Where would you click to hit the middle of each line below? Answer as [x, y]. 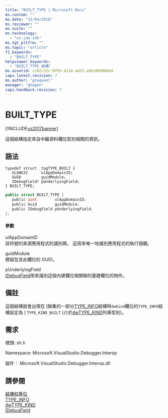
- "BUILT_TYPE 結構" [30, 66]
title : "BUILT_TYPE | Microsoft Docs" [46, 10]
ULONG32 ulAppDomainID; [42, 173]
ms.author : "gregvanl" [29, 80]
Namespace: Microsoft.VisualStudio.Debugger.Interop [61, 353]
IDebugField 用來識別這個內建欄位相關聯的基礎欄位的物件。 [66, 275]
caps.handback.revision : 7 [33, 90]
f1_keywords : [19, 52]
